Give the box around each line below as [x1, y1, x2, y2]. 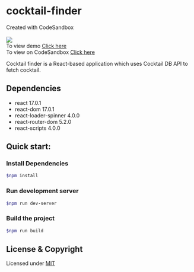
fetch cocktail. [6, 66, 41, 73]
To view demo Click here [6, 42, 67, 49]
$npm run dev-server [6, 200, 58, 206]
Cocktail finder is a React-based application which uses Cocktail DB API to [6, 60, 188, 67]
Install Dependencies [6, 159, 69, 168]
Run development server [6, 187, 79, 195]
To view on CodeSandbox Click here [6, 49, 95, 56]
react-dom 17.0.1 [14, 105, 55, 113]
